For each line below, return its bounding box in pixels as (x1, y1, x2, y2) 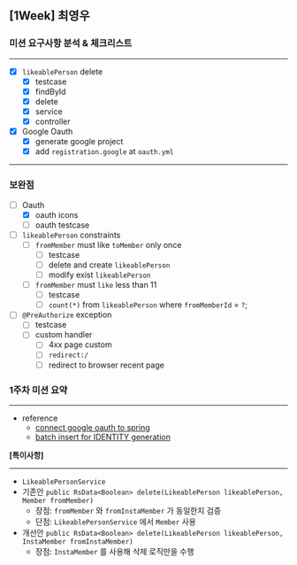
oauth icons (34, 209, 79, 220)
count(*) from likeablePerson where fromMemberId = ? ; (48, 299, 248, 310)
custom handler (34, 329, 93, 340)
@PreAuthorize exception (21, 309, 112, 321)
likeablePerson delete (21, 66, 103, 77)
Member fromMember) (21, 496, 95, 505)
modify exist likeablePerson (48, 269, 152, 280)
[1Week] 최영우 (9, 8, 90, 24)
